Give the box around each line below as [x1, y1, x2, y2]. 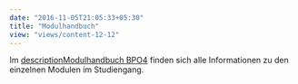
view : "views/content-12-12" [9, 30, 120, 39]
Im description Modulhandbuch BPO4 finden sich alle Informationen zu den [9, 55, 289, 66]
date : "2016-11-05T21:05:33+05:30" [9, 13, 144, 23]
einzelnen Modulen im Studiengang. [9, 64, 144, 75]
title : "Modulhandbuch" [9, 22, 100, 31]
